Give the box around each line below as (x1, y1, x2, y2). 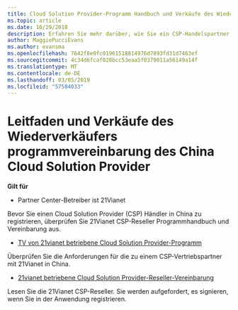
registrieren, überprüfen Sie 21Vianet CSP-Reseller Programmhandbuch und (7, 217, 229, 226)
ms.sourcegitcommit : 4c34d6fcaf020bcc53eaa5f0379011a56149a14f (7, 57, 198, 64)
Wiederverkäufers (7, 128, 118, 145)
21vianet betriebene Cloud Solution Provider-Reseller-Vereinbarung (17, 274, 215, 282)
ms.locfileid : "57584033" (7, 83, 84, 90)
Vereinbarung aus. (7, 225, 62, 233)
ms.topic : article (7, 17, 62, 24)
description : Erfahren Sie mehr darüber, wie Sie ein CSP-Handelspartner (7, 30, 230, 38)
